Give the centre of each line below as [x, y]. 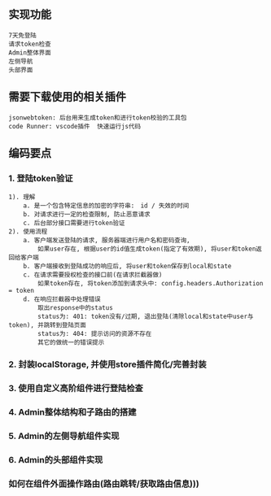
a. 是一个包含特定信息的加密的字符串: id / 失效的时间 [106, 206]
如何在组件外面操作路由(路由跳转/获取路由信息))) [104, 484]
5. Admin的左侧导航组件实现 [64, 436]
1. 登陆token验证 [41, 178]
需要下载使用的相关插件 [67, 97]
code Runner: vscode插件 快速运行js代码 [74, 126]
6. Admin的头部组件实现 [56, 459]
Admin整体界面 [30, 52]
